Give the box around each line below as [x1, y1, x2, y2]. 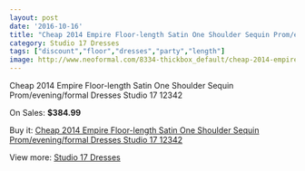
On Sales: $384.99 [9, 108, 82, 118]
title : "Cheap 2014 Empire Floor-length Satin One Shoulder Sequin [9, 30, 271, 39]
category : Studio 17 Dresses [9, 38, 120, 48]
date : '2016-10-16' [9, 22, 84, 31]
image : [9, 55, 34, 64]
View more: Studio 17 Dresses [9, 152, 121, 163]
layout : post [9, 13, 59, 23]
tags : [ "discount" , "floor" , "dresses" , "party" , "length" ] [9, 47, 225, 56]
